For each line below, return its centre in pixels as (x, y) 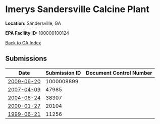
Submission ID (63, 73)
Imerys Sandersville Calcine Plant (77, 9)
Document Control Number (119, 73)
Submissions (26, 59)
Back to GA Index (23, 43)
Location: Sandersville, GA (33, 23)
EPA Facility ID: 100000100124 (37, 33)
